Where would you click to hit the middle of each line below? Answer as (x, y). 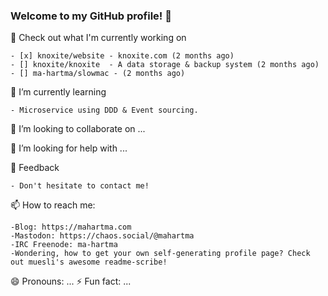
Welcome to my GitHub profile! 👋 (91, 16)
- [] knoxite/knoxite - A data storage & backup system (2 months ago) (165, 65)
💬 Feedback (35, 168)
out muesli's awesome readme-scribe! (89, 262)
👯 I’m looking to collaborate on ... (78, 129)
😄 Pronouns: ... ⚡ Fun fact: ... (71, 281)
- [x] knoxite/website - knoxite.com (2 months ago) (122, 56)
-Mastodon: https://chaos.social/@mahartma (102, 236)
